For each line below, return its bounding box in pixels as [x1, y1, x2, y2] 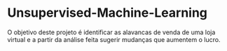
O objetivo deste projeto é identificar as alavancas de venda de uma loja [7, 28, 216, 36]
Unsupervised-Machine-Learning [7, 5, 208, 21]
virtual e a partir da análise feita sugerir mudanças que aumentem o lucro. [7, 35, 221, 43]
